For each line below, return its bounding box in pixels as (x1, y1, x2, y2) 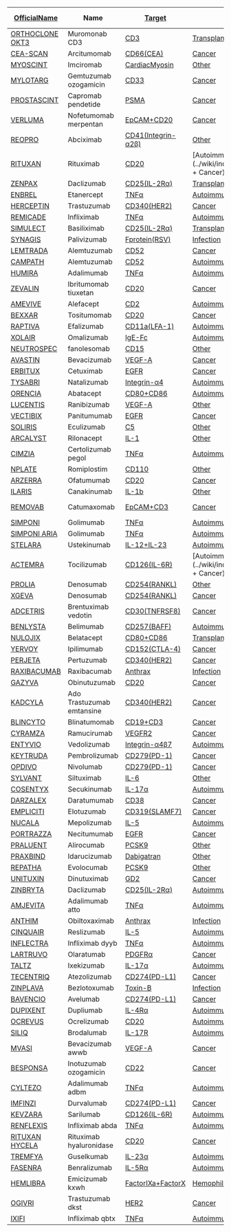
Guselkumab (67, 1152, 109, 1161)
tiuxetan (67, 288, 94, 297)
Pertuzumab (67, 655, 108, 665)
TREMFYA (10, 1152, 43, 1161)
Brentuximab (67, 602, 109, 611)
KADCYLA (10, 698, 43, 707)
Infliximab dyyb (67, 939, 118, 948)
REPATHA (10, 863, 42, 872)
